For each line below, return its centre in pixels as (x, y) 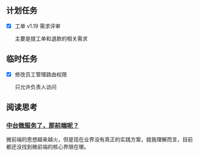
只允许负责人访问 (36, 87)
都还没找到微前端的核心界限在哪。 (48, 147)
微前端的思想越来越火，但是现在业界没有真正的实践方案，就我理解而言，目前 (99, 139)
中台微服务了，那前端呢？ (43, 126)
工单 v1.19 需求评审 (38, 26)
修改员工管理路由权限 (41, 74)
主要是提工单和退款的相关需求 (51, 38)
